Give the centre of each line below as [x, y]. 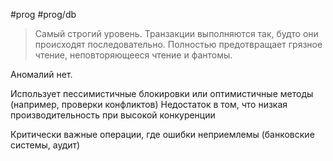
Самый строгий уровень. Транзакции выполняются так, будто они [176, 33]
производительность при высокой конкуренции [113, 115]
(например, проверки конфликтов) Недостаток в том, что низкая [149, 104]
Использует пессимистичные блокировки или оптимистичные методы [162, 93]
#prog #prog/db [43, 14]
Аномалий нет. [41, 74]
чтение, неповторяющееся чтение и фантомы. [133, 55]
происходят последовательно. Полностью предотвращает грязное [178, 44]
